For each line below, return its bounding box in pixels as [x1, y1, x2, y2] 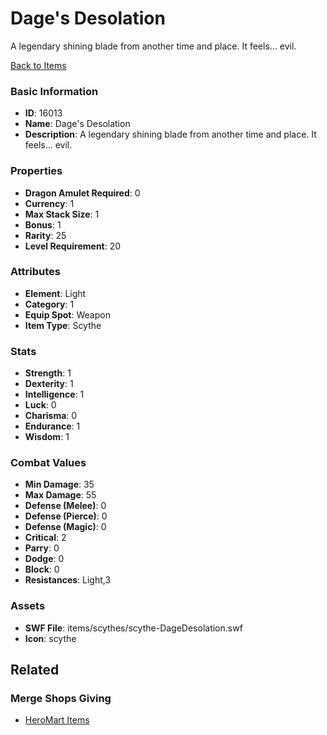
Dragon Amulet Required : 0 [24, 187, 141, 199]
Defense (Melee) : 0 [24, 500, 107, 512]
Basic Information [10, 84, 99, 98]
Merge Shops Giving [10, 692, 112, 706]
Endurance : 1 [24, 420, 81, 432]
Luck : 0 [24, 399, 57, 411]
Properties [10, 164, 63, 178]
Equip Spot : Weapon [24, 308, 111, 321]
